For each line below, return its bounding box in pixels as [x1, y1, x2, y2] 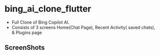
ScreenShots [4, 43, 45, 52]
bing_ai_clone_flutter [4, 3, 91, 14]
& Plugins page [11, 29, 42, 35]
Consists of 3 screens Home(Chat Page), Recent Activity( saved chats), [11, 24, 156, 30]
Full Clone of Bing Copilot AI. [11, 19, 70, 25]
